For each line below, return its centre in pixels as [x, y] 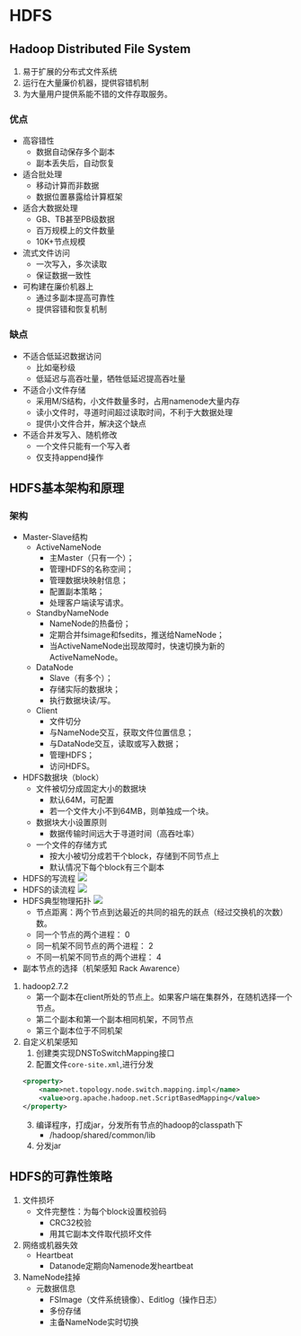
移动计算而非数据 [67, 186]
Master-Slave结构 [55, 537]
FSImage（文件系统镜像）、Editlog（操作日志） [135, 1299]
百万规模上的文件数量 [75, 231]
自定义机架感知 [50, 1042]
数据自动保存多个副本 [75, 152]
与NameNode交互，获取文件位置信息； [121, 732]
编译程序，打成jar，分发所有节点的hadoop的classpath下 [139, 1125]
